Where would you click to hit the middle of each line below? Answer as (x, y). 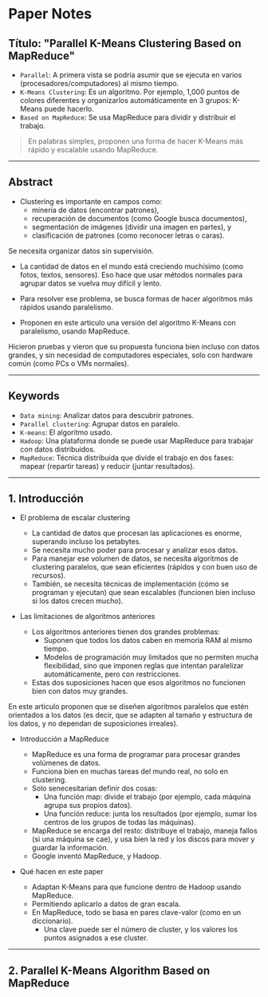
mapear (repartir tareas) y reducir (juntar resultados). (107, 466)
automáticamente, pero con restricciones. (112, 674)
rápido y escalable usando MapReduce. (93, 150)
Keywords (34, 396)
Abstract (31, 182)
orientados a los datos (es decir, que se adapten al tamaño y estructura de (130, 715)
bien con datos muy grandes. (80, 692)
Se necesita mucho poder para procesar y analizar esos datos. (135, 550)
